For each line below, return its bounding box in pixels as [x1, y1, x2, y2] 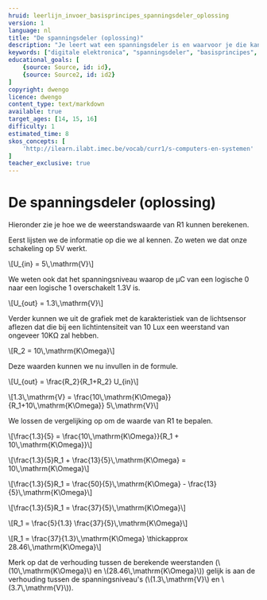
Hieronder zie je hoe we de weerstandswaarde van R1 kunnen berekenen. [8, 220, 250, 230]
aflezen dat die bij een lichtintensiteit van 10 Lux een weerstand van [8, 323, 230, 332]
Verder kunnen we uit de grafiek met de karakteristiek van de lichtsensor [8, 314, 246, 323]
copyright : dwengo [8, 85, 69, 94]
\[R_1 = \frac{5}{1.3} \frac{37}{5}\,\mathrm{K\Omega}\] [8, 518, 188, 528]
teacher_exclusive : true [8, 160, 91, 168]
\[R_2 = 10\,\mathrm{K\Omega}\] [8, 346, 115, 356]
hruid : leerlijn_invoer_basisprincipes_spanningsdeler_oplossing [8, 11, 229, 20]
